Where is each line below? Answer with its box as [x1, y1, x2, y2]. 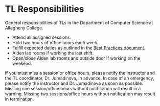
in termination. [5, 96, 34, 102]
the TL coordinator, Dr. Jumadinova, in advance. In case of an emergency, [5, 75, 154, 81]
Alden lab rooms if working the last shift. [12, 50, 94, 56]
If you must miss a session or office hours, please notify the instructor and [5, 70, 155, 76]
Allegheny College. [5, 25, 43, 30]
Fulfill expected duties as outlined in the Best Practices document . [12, 45, 146, 51]
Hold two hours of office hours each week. [12, 39, 99, 45]
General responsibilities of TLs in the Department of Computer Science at [5, 20, 153, 26]
